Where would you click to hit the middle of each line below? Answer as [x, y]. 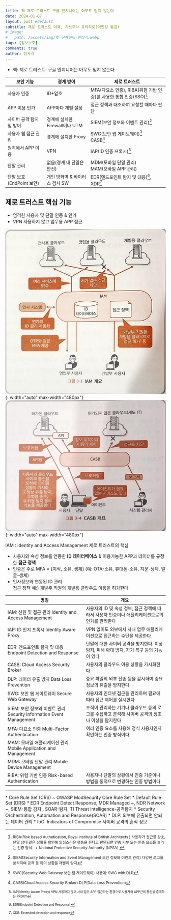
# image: [15, 32]
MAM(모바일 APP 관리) [114, 168]
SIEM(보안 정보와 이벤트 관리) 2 [121, 122]
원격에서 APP [21, 148]
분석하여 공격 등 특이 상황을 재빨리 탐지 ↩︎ [47, 863]
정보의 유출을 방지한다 [108, 685]
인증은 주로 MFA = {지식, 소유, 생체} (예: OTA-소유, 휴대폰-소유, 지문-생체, [86, 569]
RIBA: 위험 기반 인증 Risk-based [40, 775]
